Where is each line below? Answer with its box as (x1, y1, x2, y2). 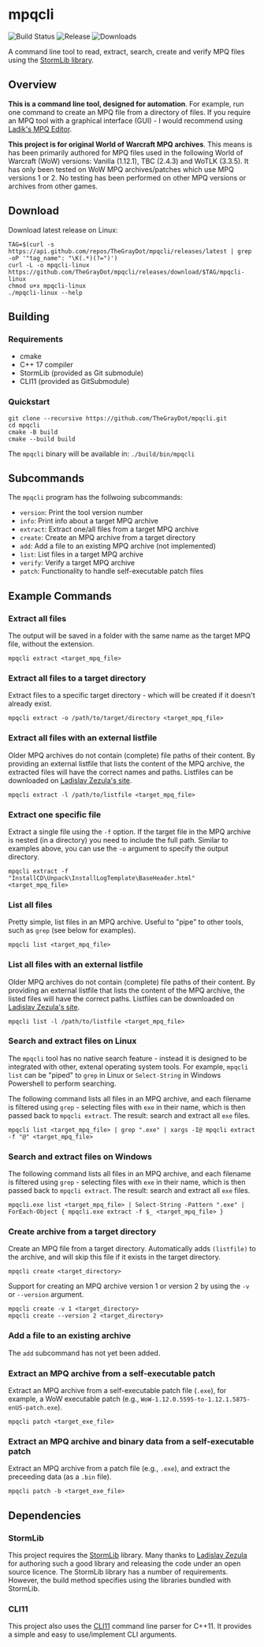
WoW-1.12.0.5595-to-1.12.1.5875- (140, 1395, 251, 1404)
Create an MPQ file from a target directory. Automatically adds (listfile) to (8, 1244, 256, 1254)
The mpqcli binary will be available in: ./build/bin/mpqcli (8, 449, 195, 458)
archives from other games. (8, 181, 99, 191)
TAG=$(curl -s (8, 240, 55, 248)
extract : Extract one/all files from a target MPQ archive (19, 524, 199, 534)
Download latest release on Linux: (8, 225, 118, 234)
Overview (8, 78, 58, 91)
